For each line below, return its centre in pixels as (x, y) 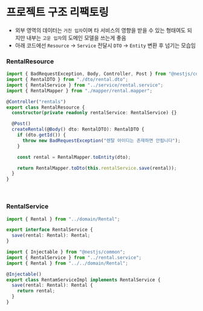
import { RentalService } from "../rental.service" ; (74, 257)
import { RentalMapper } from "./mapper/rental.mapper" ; (79, 91)
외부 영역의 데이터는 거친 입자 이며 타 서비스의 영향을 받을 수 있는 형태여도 (100, 30)
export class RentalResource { (46, 107)
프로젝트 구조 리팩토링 (57, 12)
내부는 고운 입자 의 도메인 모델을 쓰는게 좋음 (76, 37)
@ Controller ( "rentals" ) (36, 101)
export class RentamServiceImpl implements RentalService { (84, 280)
